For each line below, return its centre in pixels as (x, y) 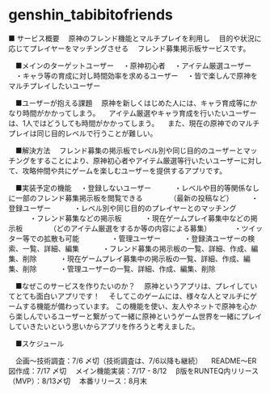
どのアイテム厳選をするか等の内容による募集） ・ (149, 228)
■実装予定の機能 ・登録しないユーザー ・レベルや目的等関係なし (137, 188)
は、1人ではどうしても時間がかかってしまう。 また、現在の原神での (123, 123)
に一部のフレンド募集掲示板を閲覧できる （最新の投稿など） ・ (133, 198)
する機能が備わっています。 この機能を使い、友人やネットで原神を (133, 306)
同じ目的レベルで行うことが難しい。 (97, 133)
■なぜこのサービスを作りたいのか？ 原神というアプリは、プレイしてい (136, 285)
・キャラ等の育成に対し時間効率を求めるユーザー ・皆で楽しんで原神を (136, 75)
